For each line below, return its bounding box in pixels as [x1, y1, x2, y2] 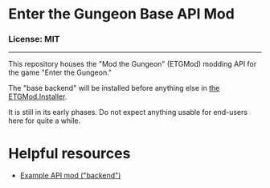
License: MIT [8, 34, 60, 45]
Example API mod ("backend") [19, 170, 121, 181]
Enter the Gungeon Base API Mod [8, 5, 235, 23]
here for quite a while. [8, 116, 81, 125]
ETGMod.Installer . [8, 92, 67, 101]
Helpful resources [8, 144, 131, 162]
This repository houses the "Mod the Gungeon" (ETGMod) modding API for [8, 59, 257, 69]
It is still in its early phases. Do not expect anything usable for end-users [8, 108, 247, 117]
